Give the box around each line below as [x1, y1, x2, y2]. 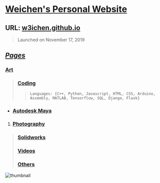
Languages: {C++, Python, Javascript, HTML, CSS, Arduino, [29, 91, 156, 96]
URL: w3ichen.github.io [5, 24, 80, 32]
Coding [17, 80, 36, 87]
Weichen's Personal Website [5, 4, 127, 15]
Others [17, 161, 35, 168]
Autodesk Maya [12, 107, 52, 114]
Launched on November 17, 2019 [17, 37, 85, 43]
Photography [12, 120, 45, 127]
